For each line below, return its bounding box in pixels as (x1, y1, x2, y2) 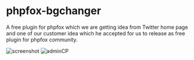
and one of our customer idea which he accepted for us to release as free (6, 29, 186, 36)
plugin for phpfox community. (6, 36, 78, 43)
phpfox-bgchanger (6, 4, 101, 18)
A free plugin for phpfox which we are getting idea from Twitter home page (6, 24, 189, 31)
